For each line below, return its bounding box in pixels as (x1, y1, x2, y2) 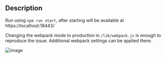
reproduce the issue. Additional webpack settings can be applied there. (5, 37, 152, 43)
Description (5, 4, 42, 12)
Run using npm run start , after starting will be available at (5, 17, 124, 23)
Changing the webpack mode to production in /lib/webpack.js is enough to (5, 32, 161, 38)
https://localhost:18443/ (5, 22, 55, 28)
